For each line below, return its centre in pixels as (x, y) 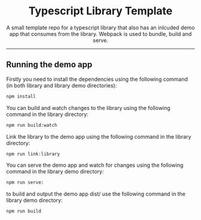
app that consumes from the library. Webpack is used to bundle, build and (100, 33)
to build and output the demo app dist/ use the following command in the (96, 194)
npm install (21, 96)
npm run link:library (33, 154)
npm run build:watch (32, 125)
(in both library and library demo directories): (62, 85)
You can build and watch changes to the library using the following (88, 108)
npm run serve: (25, 183)
